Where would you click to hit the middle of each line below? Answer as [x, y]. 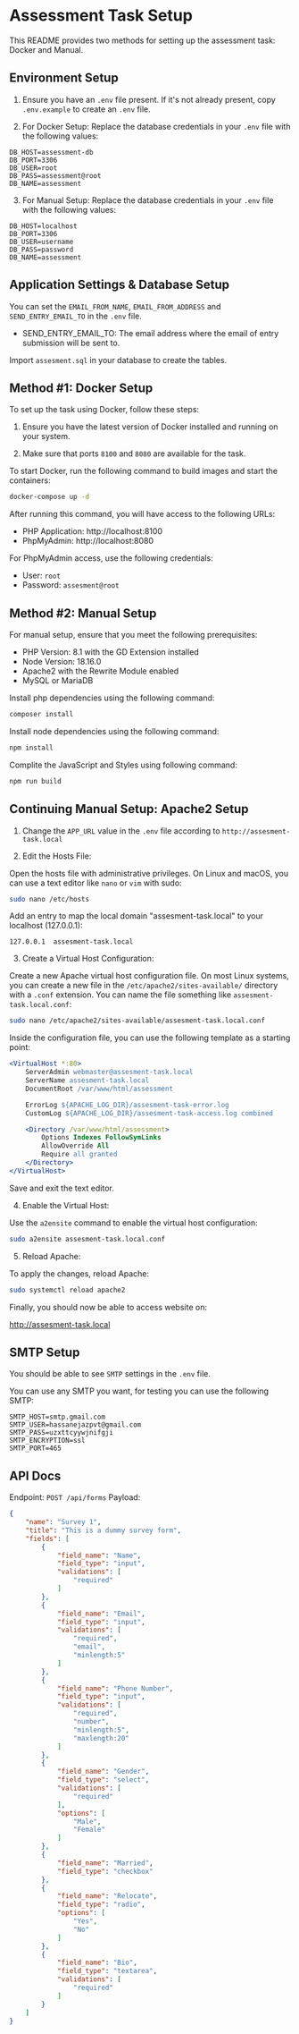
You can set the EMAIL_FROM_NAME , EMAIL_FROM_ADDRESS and [115, 306]
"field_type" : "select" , [103, 1780]
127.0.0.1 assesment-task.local [71, 942]
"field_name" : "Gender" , [103, 1772]
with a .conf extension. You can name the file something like [120, 995]
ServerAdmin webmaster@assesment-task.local [109, 1072]
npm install [31, 748]
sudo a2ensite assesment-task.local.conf [87, 1239]
